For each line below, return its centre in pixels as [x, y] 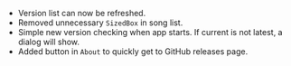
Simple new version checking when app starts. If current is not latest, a [150, 32]
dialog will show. [48, 42]
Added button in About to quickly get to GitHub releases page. [133, 52]
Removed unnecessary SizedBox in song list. [100, 23]
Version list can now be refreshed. [82, 13]
